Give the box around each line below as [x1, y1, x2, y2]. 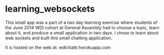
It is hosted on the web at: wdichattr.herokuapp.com [5, 44, 111, 50]
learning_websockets [5, 3, 95, 15]
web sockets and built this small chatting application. [5, 35, 112, 41]
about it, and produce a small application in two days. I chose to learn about [5, 30, 159, 36]
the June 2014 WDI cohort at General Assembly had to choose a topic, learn [5, 24, 160, 30]
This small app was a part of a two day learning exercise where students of [5, 19, 158, 25]
